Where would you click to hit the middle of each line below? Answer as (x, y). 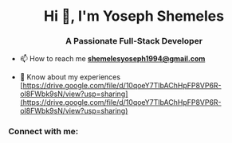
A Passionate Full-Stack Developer (134, 41)
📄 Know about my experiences (70, 77)
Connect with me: (43, 132)
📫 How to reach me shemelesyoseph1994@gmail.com (112, 59)
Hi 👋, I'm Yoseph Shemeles (134, 16)
